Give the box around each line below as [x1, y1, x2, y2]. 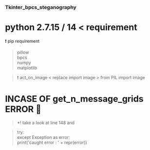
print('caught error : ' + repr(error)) [17, 139, 87, 145]
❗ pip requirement [5, 38, 40, 44]
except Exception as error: [17, 134, 70, 140]
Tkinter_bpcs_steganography [5, 4, 76, 11]
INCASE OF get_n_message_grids [5, 94, 144, 104]
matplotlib [17, 65, 37, 70]
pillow [17, 49, 29, 55]
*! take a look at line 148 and [17, 119, 75, 125]
